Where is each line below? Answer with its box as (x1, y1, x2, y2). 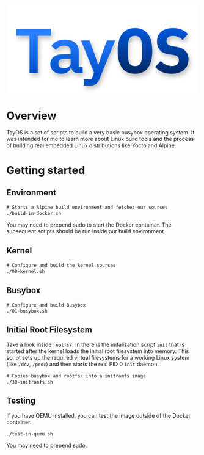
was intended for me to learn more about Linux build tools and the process (6, 136, 194, 143)
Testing (6, 396, 36, 406)
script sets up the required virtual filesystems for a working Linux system (6, 354, 190, 361)
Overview (6, 109, 57, 123)
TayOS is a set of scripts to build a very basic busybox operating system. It (6, 129, 195, 136)
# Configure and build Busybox (6, 302, 86, 308)
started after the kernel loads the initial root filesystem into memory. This (6, 347, 189, 355)
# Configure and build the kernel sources (6, 263, 116, 269)
